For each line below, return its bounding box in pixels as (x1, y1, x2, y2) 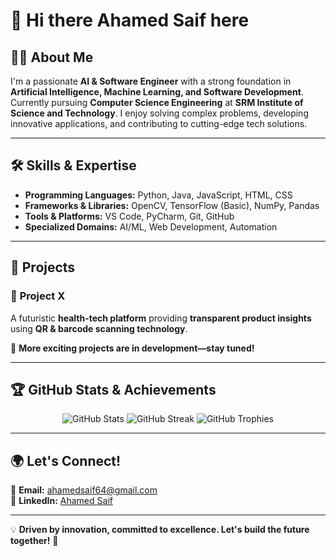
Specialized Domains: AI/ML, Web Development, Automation (24, 220, 278, 233)
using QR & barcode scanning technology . (10, 322, 188, 334)
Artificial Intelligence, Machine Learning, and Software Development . (10, 86, 304, 98)
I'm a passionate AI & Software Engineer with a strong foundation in (10, 75, 292, 87)
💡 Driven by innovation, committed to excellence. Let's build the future (10, 524, 310, 536)
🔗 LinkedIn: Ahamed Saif (10, 495, 113, 507)
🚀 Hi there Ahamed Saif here (10, 9, 250, 32)
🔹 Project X (10, 289, 66, 303)
